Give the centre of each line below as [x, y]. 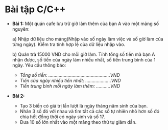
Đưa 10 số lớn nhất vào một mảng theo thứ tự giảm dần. [78, 122]
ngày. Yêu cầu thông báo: [39, 65]
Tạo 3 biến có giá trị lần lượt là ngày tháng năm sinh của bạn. [84, 105]
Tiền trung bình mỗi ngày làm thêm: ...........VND [70, 86]
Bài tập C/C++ [35, 9]
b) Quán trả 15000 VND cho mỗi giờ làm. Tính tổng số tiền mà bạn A [83, 54]
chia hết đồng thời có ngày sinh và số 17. [62, 117]
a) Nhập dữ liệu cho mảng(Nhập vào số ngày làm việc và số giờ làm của [88, 39]
